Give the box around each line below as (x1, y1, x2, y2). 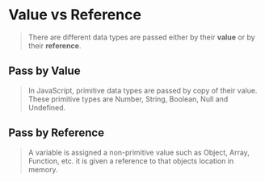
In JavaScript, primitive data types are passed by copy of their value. (27, 85, 258, 95)
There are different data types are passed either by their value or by (27, 32, 256, 42)
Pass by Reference (8, 126, 105, 140)
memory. (27, 164, 58, 174)
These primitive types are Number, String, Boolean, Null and (27, 94, 229, 104)
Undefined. (27, 102, 66, 112)
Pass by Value (8, 64, 81, 78)
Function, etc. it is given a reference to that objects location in (27, 155, 234, 166)
